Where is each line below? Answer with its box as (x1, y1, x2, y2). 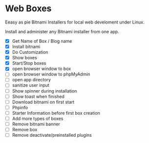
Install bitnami (12, 44, 41, 49)
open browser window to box (12, 66, 71, 71)
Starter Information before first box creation (12, 110, 100, 116)
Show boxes (12, 55, 38, 61)
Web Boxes (5, 3, 52, 14)
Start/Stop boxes (12, 60, 46, 66)
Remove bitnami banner (12, 121, 60, 127)
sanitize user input (12, 82, 50, 88)
